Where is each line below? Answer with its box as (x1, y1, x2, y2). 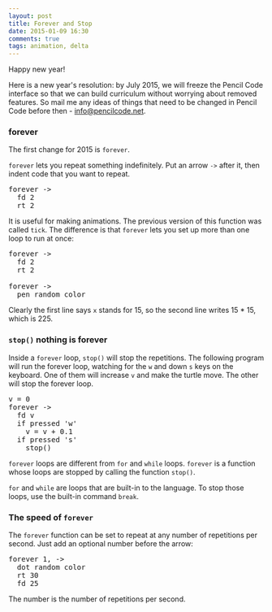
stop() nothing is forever (8, 334, 108, 345)
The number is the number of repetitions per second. (8, 594, 186, 604)
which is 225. (8, 314, 54, 323)
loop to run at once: (8, 233, 75, 244)
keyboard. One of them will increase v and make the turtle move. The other (8, 370, 259, 380)
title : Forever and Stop (8, 20, 93, 28)
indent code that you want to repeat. (8, 169, 131, 179)
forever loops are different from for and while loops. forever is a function (8, 458, 256, 468)
